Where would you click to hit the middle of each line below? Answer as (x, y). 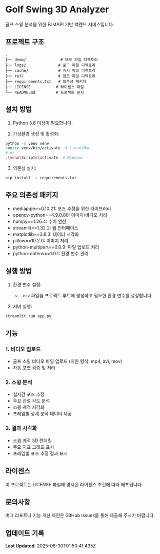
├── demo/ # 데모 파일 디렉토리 (52, 60)
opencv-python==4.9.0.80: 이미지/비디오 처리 (60, 215)
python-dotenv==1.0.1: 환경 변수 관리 (51, 253)
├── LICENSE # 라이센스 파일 (45, 87)
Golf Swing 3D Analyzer (57, 9)
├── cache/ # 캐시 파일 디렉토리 (51, 70)
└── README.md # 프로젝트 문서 (45, 92)
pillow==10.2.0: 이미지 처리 (41, 240)
